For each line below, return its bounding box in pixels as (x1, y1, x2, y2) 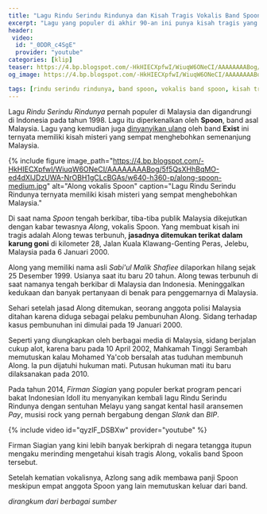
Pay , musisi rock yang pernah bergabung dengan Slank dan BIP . (8, 409, 220, 419)
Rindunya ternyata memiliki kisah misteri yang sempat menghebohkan (8, 190, 238, 199)
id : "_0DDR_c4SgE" (15, 41, 77, 49)
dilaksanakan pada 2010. (8, 369, 90, 378)
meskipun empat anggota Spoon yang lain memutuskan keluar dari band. (8, 481, 248, 490)
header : (8, 26, 34, 34)
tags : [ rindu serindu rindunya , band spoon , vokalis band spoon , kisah (8, 85, 250, 93)
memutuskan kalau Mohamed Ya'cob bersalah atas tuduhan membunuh (8, 352, 244, 362)
